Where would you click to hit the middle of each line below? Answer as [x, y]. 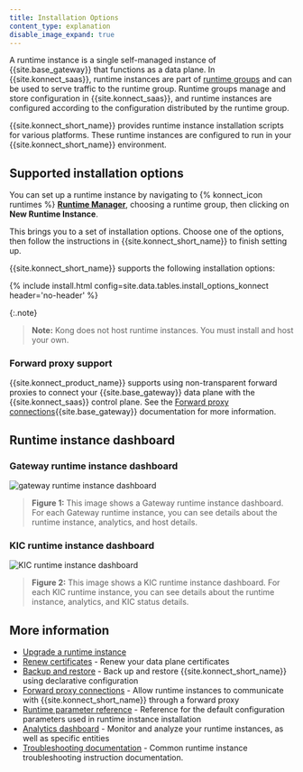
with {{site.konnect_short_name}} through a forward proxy [131, 700]
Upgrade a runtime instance [74, 652]
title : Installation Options [64, 18]
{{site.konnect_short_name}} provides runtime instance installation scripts [147, 126]
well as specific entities [66, 739]
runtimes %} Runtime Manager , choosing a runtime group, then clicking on [150, 205]
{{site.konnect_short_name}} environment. [88, 144]
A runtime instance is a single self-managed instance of [113, 60]
